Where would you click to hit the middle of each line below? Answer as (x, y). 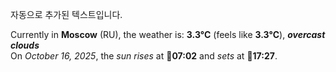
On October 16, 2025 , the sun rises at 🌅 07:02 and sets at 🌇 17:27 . (144, 56)
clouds (25, 45)
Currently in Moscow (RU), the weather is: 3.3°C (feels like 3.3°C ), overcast (168, 34)
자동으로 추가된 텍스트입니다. (66, 14)
